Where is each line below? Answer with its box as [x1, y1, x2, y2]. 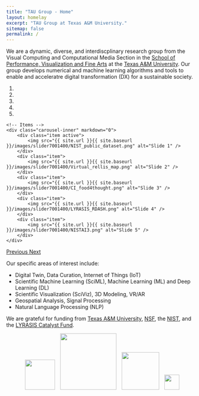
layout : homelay [6, 14, 47, 20]
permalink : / [6, 31, 39, 37]
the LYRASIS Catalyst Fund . [6, 321, 75, 329]
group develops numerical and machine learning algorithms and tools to [6, 67, 184, 74]
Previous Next [6, 248, 41, 255]
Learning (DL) [14, 284, 50, 291]
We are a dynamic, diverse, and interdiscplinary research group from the [6, 47, 186, 55]
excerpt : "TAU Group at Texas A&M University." [6, 20, 128, 26]
